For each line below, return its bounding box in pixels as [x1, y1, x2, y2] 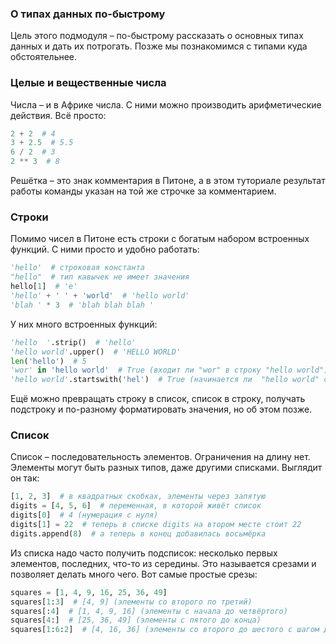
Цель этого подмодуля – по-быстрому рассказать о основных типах [10, 30, 304, 42]
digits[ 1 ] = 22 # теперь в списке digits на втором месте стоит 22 [10, 520, 302, 530]
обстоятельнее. [10, 51, 78, 63]
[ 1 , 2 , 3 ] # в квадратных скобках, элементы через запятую [10, 492, 267, 502]
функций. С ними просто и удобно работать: [10, 243, 200, 256]
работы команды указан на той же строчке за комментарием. [10, 185, 277, 197]
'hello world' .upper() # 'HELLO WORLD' [10, 347, 182, 357]
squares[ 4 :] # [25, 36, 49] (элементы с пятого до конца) [10, 615, 262, 626]
